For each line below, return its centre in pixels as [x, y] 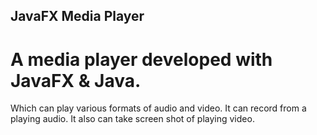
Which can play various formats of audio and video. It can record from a [158, 108]
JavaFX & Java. [76, 80]
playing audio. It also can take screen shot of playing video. [132, 119]
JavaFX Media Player [77, 16]
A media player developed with [141, 59]
